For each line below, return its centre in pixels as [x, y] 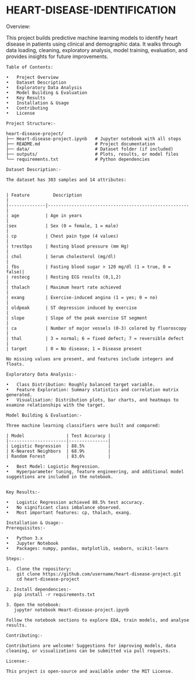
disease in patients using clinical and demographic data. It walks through [94, 44]
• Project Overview [32, 77]
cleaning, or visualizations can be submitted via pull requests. [88, 651]
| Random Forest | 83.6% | [58, 456]
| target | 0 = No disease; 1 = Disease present [74, 349]
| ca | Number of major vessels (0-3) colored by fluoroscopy [96, 328]
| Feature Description [44, 195]
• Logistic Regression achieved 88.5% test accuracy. [75, 502]
